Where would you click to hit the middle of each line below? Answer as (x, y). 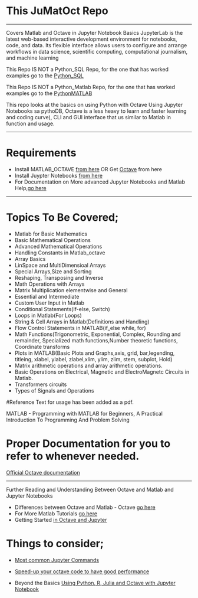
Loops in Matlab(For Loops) (48, 315)
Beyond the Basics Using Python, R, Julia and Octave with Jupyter (95, 583)
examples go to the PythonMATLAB (49, 93)
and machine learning (32, 58)
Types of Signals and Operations (54, 390)
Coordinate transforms (42, 347)
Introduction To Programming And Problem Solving (68, 420)
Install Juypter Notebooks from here (59, 175)
